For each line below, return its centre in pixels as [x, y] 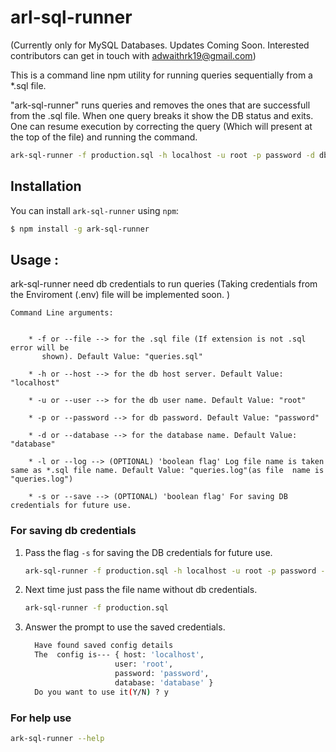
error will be [40, 348]
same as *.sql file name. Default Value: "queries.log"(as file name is [167, 471]
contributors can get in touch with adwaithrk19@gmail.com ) [133, 55]
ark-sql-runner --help [57, 738]
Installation [46, 186]
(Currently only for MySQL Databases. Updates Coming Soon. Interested [160, 45]
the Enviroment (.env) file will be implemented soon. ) [120, 295]
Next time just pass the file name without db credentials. [141, 590]
